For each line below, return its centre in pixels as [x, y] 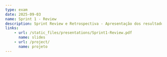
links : [12, 28]
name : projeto [33, 47]
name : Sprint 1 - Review [31, 19]
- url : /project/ [32, 42]
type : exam [16, 10]
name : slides [32, 38]
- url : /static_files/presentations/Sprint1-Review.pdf [73, 33]
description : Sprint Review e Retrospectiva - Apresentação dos [73, 24]
